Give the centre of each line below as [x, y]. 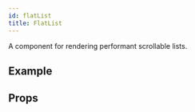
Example [30, 71]
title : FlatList [35, 23]
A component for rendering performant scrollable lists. [98, 46]
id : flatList [30, 16]
